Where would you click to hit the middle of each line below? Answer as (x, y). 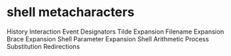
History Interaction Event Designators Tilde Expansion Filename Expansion (115, 31)
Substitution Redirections (43, 46)
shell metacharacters (71, 12)
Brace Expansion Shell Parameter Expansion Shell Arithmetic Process (108, 38)
